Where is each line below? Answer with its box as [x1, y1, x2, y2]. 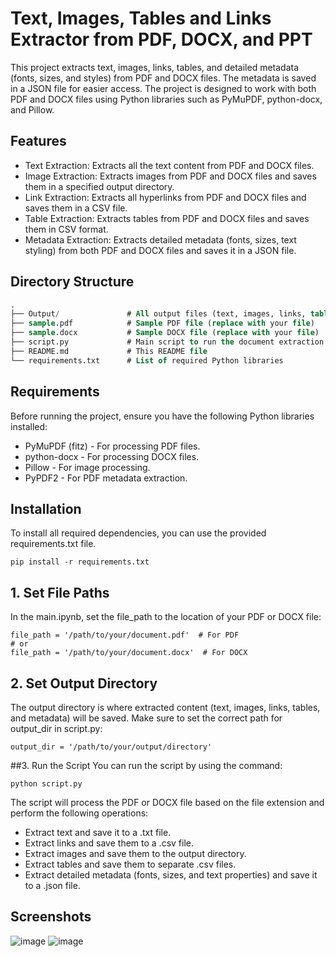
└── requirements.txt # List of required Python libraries [10, 355, 284, 366]
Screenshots [10, 908, 92, 926]
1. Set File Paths [10, 584, 110, 601]
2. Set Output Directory [10, 675, 158, 692]
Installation [10, 500, 82, 517]
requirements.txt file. [10, 538, 97, 550]
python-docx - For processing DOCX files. [24, 450, 200, 462]
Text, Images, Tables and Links [10, 7, 272, 30]
